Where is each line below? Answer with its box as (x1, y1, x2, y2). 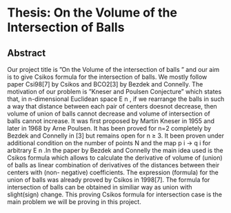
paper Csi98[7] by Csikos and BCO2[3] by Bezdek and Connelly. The (7, 80, 203, 88)
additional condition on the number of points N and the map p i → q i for (7, 139, 211, 147)
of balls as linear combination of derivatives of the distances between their (7, 161, 219, 169)
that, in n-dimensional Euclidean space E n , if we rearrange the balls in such (7, 95, 225, 103)
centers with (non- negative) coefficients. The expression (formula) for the (7, 168, 219, 176)
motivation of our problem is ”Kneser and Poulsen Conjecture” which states (7, 88, 222, 95)
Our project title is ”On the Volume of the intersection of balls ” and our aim (7, 66, 220, 73)
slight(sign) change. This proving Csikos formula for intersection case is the (7, 190, 223, 198)
